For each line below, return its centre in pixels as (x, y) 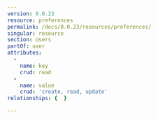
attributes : (24, 53)
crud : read (36, 72)
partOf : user (26, 46)
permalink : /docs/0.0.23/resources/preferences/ (79, 27)
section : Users (29, 40)
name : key (34, 66)
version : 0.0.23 (31, 14)
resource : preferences (40, 20)
